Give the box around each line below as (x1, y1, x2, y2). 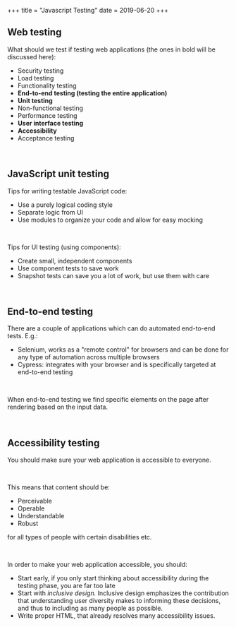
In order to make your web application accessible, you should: (7, 561, 188, 569)
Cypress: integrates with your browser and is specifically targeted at (17, 360, 216, 369)
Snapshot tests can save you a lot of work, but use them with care (17, 271, 210, 280)
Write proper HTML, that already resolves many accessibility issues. (17, 611, 216, 620)
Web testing (7, 26, 62, 38)
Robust (17, 519, 39, 528)
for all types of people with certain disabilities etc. (7, 533, 152, 542)
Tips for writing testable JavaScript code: (7, 186, 128, 195)
